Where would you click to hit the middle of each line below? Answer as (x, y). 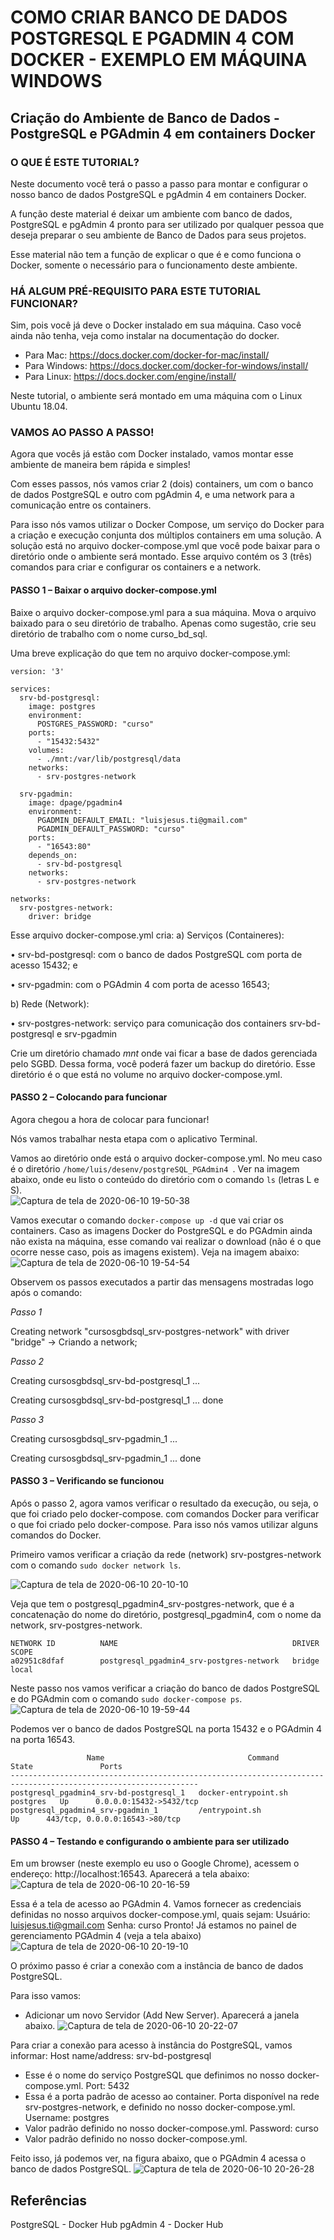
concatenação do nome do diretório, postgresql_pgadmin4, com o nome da (166, 1615)
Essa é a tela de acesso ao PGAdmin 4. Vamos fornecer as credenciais (156, 1904)
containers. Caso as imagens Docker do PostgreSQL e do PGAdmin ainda (161, 1230)
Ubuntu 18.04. (39, 407)
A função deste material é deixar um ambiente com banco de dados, (151, 213)
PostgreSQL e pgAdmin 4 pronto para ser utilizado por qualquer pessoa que (167, 224)
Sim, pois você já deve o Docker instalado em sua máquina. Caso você (156, 325)
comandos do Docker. (56, 1535)
